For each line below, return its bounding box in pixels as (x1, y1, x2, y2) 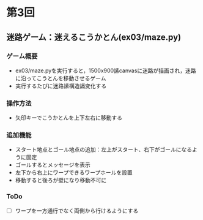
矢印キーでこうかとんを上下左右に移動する (15, 114, 122, 121)
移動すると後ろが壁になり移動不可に (15, 176, 107, 184)
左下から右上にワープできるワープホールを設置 (15, 169, 133, 176)
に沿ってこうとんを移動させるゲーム (15, 74, 106, 82)
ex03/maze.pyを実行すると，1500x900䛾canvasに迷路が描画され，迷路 (15, 67, 197, 74)
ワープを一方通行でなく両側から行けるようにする (15, 207, 139, 214)
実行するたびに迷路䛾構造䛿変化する (15, 82, 107, 89)
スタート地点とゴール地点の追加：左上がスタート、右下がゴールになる (15, 146, 193, 153)
